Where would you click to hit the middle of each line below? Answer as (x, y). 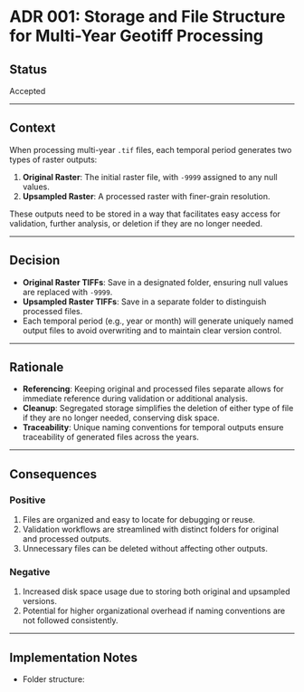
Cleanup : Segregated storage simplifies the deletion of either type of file (158, 408)
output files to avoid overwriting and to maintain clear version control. (152, 330)
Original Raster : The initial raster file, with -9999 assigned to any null (150, 177)
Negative (30, 572)
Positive (28, 500)
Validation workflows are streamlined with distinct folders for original (150, 529)
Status (28, 69)
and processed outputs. (67, 539)
